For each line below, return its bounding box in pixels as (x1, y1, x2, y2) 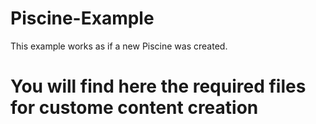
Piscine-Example (10, 7, 155, 30)
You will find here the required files (10, 75, 307, 98)
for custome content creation (10, 97, 259, 119)
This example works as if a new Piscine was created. (10, 40, 228, 52)
